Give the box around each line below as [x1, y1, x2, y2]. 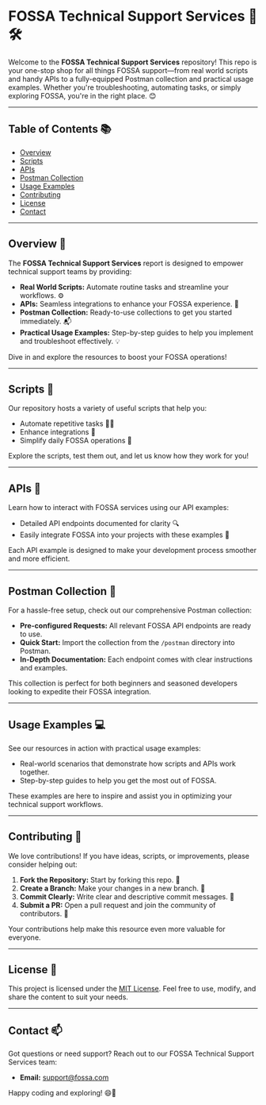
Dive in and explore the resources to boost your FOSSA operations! [8, 352, 227, 361]
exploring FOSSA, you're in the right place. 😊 [8, 91, 157, 100]
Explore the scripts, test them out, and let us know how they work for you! [8, 451, 249, 461]
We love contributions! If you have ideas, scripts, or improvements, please [8, 851, 249, 860]
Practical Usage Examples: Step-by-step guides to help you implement [19, 327, 253, 337]
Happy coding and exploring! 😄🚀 [8, 1088, 116, 1098]
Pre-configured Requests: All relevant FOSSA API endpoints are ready [19, 621, 252, 630]
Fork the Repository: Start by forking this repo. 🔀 [19, 875, 180, 884]
